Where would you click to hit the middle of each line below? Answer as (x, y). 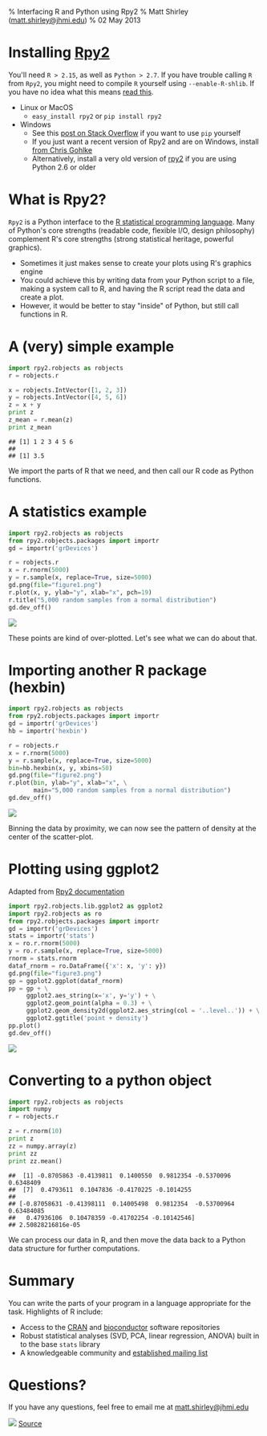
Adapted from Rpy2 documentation (67, 891)
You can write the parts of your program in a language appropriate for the (129, 1303)
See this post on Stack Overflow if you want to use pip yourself (136, 133)
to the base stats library (60, 1344)
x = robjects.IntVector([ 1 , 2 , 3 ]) (68, 390)
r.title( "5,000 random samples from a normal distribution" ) (113, 600)
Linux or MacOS (47, 107)
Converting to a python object (110, 1080)
